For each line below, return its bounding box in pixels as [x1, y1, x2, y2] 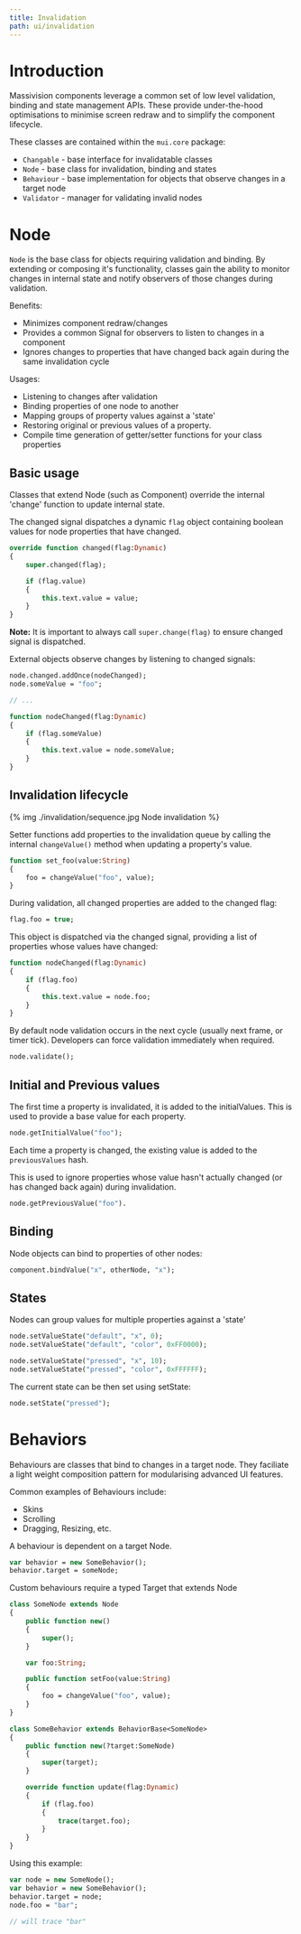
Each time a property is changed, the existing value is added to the [9, 1145, 258, 1155]
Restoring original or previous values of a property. [22, 420, 212, 431]
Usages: [9, 374, 41, 385]
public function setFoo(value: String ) [25, 1675, 171, 1684]
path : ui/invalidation [9, 22, 95, 31]
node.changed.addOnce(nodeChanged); [9, 671, 147, 680]
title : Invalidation [9, 13, 87, 23]
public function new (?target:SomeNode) [25, 1741, 176, 1751]
